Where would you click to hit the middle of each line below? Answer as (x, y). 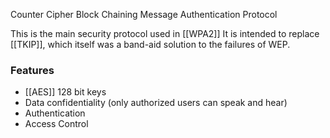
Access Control (56, 124)
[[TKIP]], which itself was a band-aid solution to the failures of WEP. (150, 44)
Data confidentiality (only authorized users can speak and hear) (156, 103)
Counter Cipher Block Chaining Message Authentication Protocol (144, 14)
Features (32, 70)
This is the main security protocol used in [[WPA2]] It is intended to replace (165, 33)
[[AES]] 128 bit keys (65, 92)
